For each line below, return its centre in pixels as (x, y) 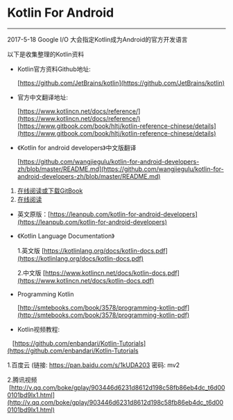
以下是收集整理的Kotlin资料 (46, 54)
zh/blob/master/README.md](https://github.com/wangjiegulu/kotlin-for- (120, 169)
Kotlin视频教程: (38, 329)
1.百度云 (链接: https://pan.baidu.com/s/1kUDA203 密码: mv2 (94, 365)
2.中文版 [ (31, 273)
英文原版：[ (34, 214)
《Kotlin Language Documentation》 (66, 236)
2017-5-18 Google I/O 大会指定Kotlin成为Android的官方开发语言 (98, 39)
